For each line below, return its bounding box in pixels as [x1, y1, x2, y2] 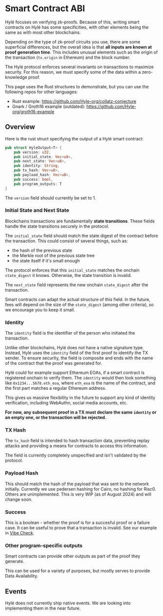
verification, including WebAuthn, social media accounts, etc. [5, 400, 127, 406]
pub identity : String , [14, 163, 60, 168]
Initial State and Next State [5, 207, 70, 214]
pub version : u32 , [14, 150, 51, 155]
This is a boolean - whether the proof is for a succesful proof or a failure [5, 519, 150, 525]
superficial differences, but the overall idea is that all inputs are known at [5, 44, 152, 50]
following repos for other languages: [5, 89, 78, 95]
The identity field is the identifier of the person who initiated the [5, 330, 135, 336]
